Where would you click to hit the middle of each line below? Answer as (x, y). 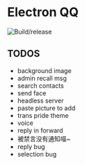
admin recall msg (42, 78)
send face (32, 93)
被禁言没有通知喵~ (44, 138)
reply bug (31, 146)
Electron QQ (43, 12)
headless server (40, 100)
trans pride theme (43, 115)
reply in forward (40, 130)
